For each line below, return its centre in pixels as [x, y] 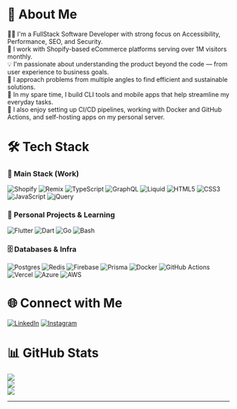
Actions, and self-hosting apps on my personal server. [86, 117]
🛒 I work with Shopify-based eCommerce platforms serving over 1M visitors [117, 49]
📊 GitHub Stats [53, 353]
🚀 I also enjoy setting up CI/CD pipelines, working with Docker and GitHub [115, 109]
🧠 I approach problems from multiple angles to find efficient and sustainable [117, 79]
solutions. [22, 87]
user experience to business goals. [58, 72]
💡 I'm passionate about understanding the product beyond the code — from [117, 64]
